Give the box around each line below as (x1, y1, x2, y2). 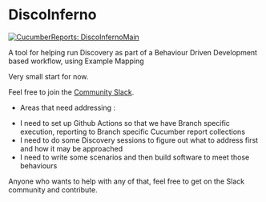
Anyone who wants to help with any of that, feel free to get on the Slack (8, 176, 245, 186)
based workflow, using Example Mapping (8, 56, 144, 66)
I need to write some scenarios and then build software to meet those (19, 152, 250, 162)
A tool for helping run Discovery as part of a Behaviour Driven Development (8, 47, 258, 57)
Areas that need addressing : (19, 103, 116, 112)
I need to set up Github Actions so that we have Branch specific (19, 118, 231, 127)
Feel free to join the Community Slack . (8, 87, 135, 97)
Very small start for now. (8, 71, 89, 81)
